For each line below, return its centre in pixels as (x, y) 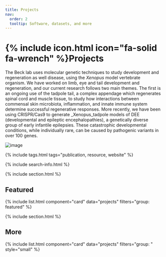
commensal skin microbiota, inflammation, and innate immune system (76, 104)
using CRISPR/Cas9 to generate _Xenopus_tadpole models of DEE (72, 115)
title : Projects (22, 10)
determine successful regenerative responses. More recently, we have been (83, 109)
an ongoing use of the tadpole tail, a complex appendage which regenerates (83, 94)
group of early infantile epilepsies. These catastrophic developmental (76, 125)
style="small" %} (23, 249)
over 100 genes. (22, 136)
